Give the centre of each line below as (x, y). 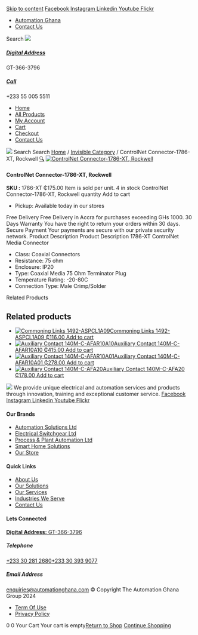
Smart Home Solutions (42, 446)
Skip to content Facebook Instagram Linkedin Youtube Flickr (80, 9)
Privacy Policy (32, 613)
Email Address (25, 574)
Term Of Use (30, 607)
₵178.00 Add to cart (39, 375)
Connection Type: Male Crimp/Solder (61, 286)
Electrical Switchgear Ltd (45, 434)
